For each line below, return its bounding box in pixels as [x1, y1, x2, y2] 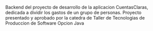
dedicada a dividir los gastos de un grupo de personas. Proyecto [5, 9, 142, 15]
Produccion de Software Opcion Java [5, 20, 84, 26]
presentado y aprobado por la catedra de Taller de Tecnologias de [5, 15, 145, 20]
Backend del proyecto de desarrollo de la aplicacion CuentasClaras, [5, 4, 148, 10]
